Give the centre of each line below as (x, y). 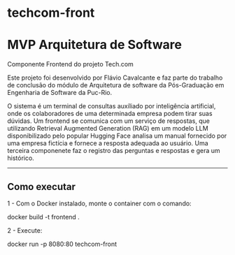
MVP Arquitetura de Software (95, 45)
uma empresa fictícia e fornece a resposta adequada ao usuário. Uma (108, 143)
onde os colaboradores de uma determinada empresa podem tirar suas (110, 114)
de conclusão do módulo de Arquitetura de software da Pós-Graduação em (116, 85)
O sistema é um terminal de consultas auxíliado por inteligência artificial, (112, 106)
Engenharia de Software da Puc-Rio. (60, 93)
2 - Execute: (25, 230)
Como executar (41, 187)
